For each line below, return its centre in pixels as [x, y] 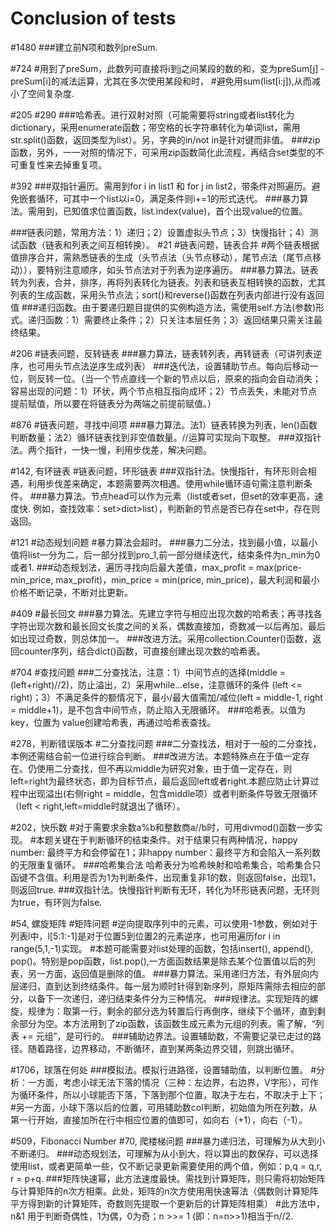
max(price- [279, 567]
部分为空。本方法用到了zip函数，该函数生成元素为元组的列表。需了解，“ [167, 1023]
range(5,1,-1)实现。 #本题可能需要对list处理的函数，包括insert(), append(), [162, 948]
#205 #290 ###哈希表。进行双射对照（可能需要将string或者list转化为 [152, 114]
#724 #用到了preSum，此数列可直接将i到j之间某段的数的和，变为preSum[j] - [167, 68]
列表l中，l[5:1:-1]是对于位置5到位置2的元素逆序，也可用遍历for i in [145, 936]
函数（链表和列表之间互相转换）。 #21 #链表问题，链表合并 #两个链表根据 [169, 244]
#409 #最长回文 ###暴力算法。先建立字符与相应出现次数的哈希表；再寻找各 [166, 613]
